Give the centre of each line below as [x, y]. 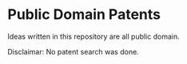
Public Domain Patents [84, 15]
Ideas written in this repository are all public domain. [94, 36]
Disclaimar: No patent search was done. [73, 51]
